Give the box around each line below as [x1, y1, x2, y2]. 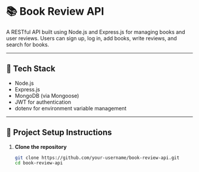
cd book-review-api [14, 160, 63, 166]
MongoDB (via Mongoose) [14, 92, 79, 99]
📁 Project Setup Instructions [6, 128, 113, 138]
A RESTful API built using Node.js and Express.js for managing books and [6, 28, 185, 36]
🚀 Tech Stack [6, 63, 56, 74]
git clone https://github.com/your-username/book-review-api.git [14, 155, 179, 161]
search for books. [6, 41, 49, 48]
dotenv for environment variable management [14, 104, 127, 112]
